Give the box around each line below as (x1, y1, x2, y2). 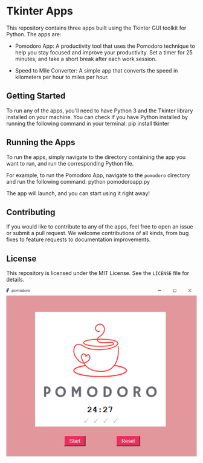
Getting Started (6, 91, 66, 101)
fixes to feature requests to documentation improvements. (6, 236, 151, 243)
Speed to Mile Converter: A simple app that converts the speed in (14, 66, 178, 74)
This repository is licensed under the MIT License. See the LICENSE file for (6, 270, 189, 277)
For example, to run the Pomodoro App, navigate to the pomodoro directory (6, 171, 190, 179)
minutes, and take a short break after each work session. (14, 55, 157, 62)
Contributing (6, 207, 56, 217)
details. (6, 276, 25, 283)
